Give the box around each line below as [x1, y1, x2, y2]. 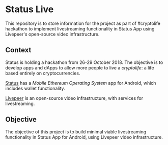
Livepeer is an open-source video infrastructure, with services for [5, 95, 144, 101]
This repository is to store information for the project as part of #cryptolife [5, 20, 161, 26]
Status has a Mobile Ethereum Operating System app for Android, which [5, 80, 156, 86]
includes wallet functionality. [5, 85, 65, 91]
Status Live [5, 4, 54, 15]
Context [5, 46, 32, 54]
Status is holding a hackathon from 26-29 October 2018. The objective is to [5, 59, 163, 65]
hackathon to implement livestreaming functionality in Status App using [5, 25, 155, 31]
